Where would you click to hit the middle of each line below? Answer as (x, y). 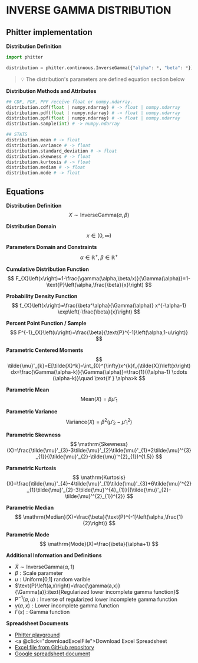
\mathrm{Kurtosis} (103, 477)
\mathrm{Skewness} (103, 444)
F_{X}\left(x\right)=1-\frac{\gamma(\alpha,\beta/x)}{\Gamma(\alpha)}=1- (103, 278)
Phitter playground (37, 635)
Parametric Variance (32, 412)
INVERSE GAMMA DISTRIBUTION (89, 10)
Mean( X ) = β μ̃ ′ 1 (99, 400)
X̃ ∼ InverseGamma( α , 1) (44, 567)
